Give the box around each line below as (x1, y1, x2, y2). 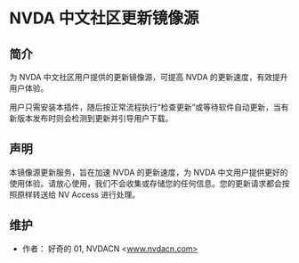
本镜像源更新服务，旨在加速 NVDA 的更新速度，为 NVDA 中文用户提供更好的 (9, 167, 288, 177)
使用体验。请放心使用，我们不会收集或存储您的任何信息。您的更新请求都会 (9, 177, 282, 188)
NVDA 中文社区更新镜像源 (9, 8, 199, 29)
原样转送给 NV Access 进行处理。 (16, 189, 141, 200)
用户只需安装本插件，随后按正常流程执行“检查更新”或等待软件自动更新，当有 (9, 102, 289, 112)
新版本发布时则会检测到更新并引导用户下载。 (9, 113, 174, 123)
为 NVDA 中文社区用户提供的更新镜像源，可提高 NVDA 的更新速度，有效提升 (9, 72, 288, 82)
